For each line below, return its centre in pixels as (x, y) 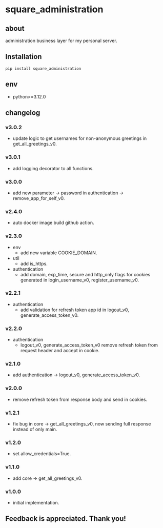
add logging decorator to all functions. (53, 168)
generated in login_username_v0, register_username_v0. (80, 280)
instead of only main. (35, 429)
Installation (24, 57)
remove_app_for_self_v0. (39, 198)
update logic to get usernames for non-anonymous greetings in (80, 138)
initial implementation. (36, 502)
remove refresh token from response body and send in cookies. (80, 399)
